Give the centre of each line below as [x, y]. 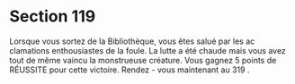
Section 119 [53, 17]
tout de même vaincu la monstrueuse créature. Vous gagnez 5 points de [143, 60]
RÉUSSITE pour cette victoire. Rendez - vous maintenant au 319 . [130, 70]
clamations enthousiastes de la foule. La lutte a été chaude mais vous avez [147, 50]
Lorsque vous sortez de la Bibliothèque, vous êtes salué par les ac [132, 41]
